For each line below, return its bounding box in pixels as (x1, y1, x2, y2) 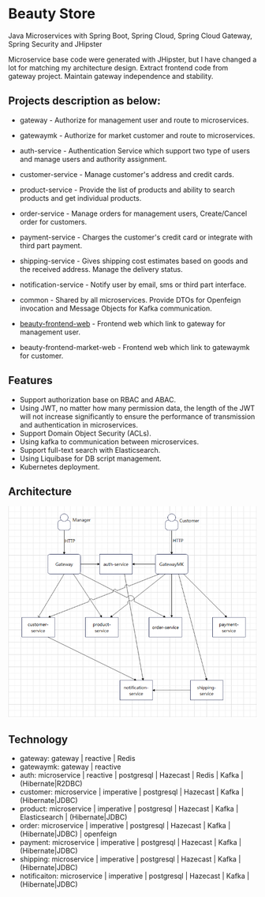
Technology (8, 733, 69, 746)
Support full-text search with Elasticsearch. (19, 445, 161, 454)
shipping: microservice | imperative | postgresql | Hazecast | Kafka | (19, 854, 241, 864)
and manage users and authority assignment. (19, 154, 167, 164)
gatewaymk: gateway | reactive (19, 762, 121, 771)
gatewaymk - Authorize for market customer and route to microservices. (19, 130, 256, 140)
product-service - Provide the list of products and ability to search (19, 185, 235, 194)
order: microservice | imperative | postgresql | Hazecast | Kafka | (19, 821, 231, 831)
